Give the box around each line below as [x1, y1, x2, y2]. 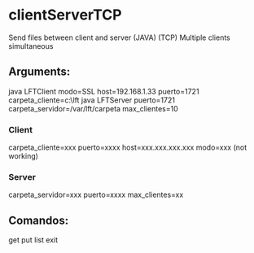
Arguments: [8, 65, 71, 79]
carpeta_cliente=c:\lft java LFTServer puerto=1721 [8, 95, 175, 105]
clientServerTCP [8, 6, 122, 24]
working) [8, 151, 39, 161]
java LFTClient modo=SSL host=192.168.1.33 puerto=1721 [8, 86, 199, 96]
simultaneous [8, 41, 54, 50]
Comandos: [8, 213, 69, 227]
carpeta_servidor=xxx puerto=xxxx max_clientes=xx [8, 190, 184, 200]
